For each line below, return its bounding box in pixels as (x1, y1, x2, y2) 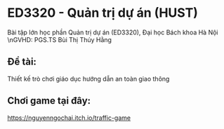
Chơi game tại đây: (7, 95, 91, 107)
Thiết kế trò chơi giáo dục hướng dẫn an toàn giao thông (7, 74, 170, 83)
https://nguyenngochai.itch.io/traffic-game (7, 114, 131, 122)
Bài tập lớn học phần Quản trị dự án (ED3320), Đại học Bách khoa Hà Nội (7, 28, 218, 36)
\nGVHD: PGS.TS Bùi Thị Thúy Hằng (7, 35, 112, 43)
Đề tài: (7, 56, 37, 68)
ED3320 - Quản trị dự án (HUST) (7, 5, 199, 21)
